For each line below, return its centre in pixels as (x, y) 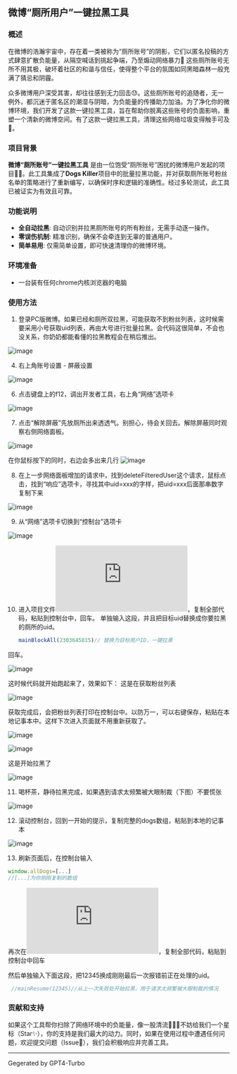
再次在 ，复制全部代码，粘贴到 (117, 951)
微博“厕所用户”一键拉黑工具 (69, 13)
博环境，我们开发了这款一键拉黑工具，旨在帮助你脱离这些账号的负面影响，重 (119, 110)
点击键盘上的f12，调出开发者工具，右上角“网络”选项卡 (96, 394)
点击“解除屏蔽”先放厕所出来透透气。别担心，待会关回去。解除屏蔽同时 (120, 423)
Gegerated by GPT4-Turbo (46, 1063)
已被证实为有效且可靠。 (42, 191)
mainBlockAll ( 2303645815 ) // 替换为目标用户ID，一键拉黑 (95, 640)
